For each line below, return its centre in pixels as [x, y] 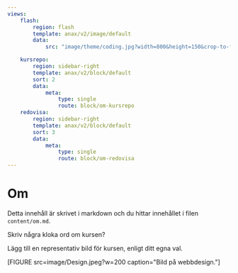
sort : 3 [44, 132]
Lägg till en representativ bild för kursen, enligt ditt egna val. [95, 248]
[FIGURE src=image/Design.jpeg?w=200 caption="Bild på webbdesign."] [114, 262]
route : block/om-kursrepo [96, 106]
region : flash [53, 27]
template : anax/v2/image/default [82, 34]
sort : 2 [44, 79]
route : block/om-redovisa [96, 159]
